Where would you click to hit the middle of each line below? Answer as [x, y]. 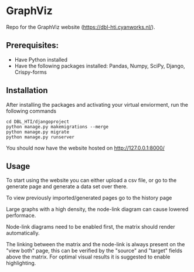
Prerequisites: [32, 45]
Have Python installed [41, 59]
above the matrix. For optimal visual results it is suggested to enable [88, 257]
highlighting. [21, 263]
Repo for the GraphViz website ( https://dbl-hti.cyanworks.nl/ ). [81, 27]
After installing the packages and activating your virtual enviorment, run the [97, 104]
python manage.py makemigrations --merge [57, 127]
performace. [21, 216]
